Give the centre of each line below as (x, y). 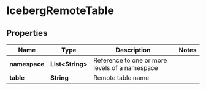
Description (133, 50)
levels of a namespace (126, 68)
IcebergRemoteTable (60, 11)
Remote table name (121, 78)
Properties (27, 33)
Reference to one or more (130, 60)
